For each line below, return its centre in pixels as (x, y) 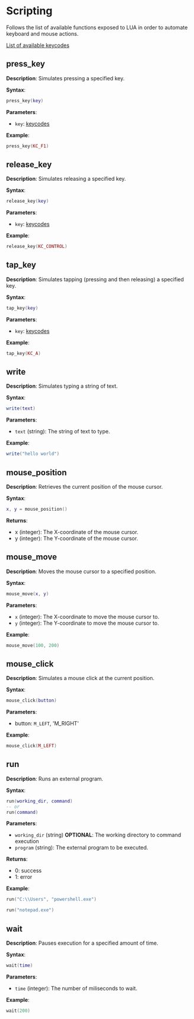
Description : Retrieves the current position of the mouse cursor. (85, 487)
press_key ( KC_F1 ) (28, 146)
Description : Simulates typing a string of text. (62, 386)
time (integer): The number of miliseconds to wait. (76, 988)
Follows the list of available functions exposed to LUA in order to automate (97, 27)
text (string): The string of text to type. (62, 432)
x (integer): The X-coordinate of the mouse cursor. (76, 532)
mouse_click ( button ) (32, 701)
